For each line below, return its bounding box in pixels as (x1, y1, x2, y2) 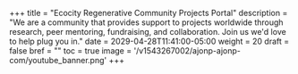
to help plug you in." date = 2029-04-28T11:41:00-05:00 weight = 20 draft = (9, 36, 290, 46)
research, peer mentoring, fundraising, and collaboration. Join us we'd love (9, 27, 286, 37)
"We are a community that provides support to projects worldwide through (9, 17, 284, 28)
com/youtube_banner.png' (9, 55, 107, 65)
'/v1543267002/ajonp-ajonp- (133, 45, 242, 56)
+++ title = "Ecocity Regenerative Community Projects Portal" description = (9, 8, 288, 18)
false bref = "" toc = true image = (9, 45, 132, 56)
